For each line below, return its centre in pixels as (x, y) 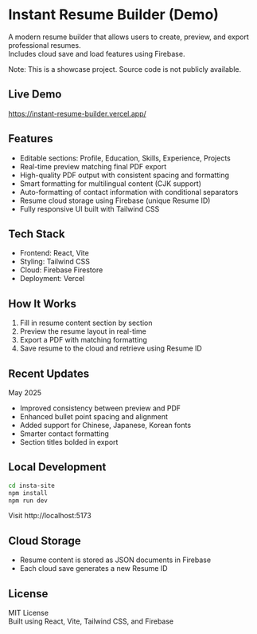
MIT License (29, 613)
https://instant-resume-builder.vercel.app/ (78, 113)
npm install (28, 493)
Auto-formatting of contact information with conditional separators (129, 192)
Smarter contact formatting (64, 434)
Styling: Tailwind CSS (55, 262)
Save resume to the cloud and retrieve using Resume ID (111, 348)
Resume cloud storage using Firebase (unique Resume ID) (115, 200)
